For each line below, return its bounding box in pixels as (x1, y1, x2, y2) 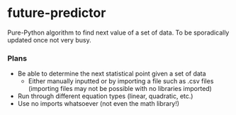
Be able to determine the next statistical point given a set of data (17, 69, 207, 78)
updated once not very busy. (7, 35, 91, 44)
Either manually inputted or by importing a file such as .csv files (28, 77, 214, 85)
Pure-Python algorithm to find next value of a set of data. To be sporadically (7, 28, 230, 37)
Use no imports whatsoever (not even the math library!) (17, 99, 179, 108)
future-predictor (7, 5, 106, 21)
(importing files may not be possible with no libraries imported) (28, 85, 213, 93)
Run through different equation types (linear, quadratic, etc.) (17, 92, 193, 100)
